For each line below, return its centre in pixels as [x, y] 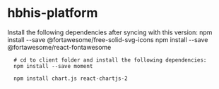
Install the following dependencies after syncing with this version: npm [110, 32]
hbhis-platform [53, 13]
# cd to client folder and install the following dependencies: [110, 60]
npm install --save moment [53, 66]
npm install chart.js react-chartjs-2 [71, 78]
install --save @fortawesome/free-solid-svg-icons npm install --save [108, 39]
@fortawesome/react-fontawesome [59, 47]
